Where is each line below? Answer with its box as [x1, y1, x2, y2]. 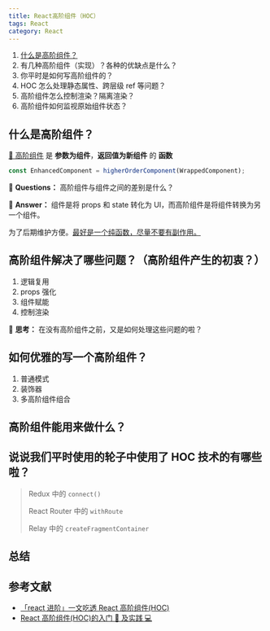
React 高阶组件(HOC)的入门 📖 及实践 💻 [20, 613, 153, 623]
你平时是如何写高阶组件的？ [20, 71, 114, 81]
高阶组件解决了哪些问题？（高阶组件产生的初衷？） [8, 253, 265, 267]
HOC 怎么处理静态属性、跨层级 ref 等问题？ [20, 81, 167, 90]
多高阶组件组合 [20, 394, 71, 404]
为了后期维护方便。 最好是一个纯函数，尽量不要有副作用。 [8, 227, 201, 237]
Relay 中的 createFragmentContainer [28, 523, 150, 533]
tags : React [8, 20, 49, 28]
